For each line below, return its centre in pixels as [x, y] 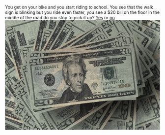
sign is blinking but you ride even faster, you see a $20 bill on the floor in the [82, 12]
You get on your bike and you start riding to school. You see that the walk [79, 7]
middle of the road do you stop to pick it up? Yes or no [60, 17]
